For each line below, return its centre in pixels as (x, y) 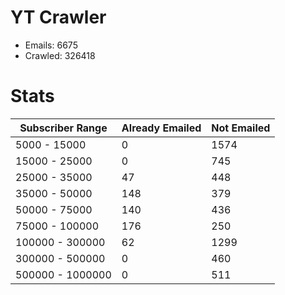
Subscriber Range (63, 128)
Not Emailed (241, 128)
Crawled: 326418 (60, 55)
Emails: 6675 (51, 45)
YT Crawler (58, 17)
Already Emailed (161, 128)
